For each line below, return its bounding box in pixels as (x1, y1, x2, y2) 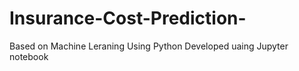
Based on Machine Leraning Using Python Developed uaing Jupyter (9, 40, 289, 52)
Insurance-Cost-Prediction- (9, 7, 247, 30)
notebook (9, 50, 49, 62)
